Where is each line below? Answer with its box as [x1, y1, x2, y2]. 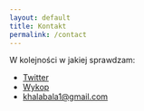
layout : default [9, 13, 71, 23]
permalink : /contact [9, 30, 88, 39]
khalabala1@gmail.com [22, 91, 109, 102]
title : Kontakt [9, 22, 67, 31]
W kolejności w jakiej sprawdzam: [9, 55, 136, 66]
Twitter [22, 72, 50, 83]
